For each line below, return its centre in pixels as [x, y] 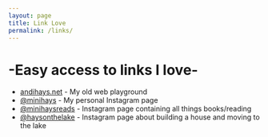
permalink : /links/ [41, 30]
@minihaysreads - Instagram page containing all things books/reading [136, 109]
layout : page [30, 16]
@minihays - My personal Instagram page [89, 100]
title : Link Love [37, 23]
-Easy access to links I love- [103, 70]
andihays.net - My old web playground [84, 92]
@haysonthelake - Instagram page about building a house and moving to [140, 117]
